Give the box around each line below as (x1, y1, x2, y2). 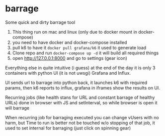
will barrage (5, 105, 30, 111)
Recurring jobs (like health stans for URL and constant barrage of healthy (5, 94, 155, 100)
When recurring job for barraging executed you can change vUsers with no (5, 114, 159, 120)
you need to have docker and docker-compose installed (12, 39, 127, 45)
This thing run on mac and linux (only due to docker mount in (12, 29, 138, 35)
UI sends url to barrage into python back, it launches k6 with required (5, 80, 148, 86)
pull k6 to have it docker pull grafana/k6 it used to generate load (12, 45, 147, 50)
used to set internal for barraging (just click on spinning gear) (5, 125, 131, 131)
